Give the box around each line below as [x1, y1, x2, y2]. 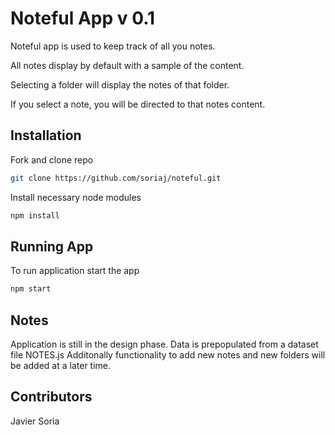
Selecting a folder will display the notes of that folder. [10, 78, 230, 91]
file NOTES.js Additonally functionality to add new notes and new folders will [10, 349, 326, 361]
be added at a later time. [10, 360, 112, 371]
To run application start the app [10, 265, 140, 277]
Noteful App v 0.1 [10, 7, 156, 30]
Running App [10, 238, 94, 255]
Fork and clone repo [10, 153, 94, 166]
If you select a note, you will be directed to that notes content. [10, 98, 266, 110]
